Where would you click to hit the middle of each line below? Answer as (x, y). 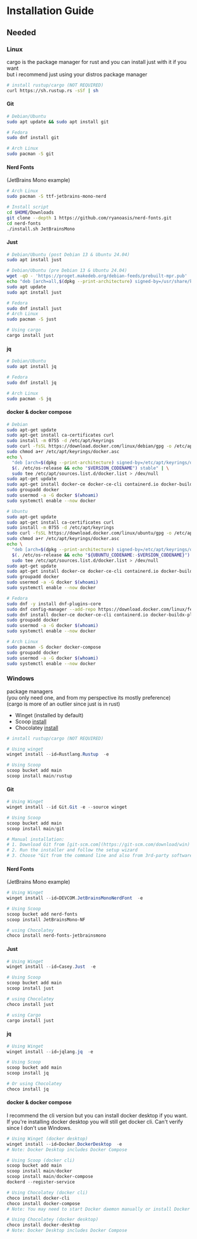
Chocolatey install (37, 727)
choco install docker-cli (38, 1198)
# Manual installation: (36, 839)
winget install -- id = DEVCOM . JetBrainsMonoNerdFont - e (75, 898)
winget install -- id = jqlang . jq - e (50, 1052)
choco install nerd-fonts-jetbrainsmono (57, 936)
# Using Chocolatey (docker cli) (47, 1193)
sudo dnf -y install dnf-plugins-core (54, 604)
